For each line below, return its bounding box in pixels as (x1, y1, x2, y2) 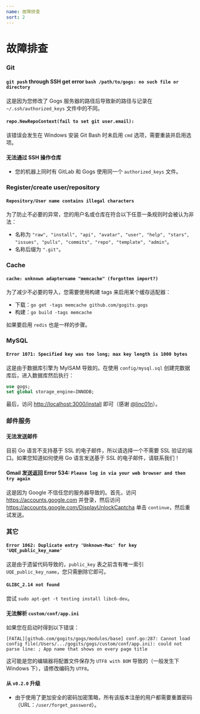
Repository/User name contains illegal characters (6, 198, 135, 204)
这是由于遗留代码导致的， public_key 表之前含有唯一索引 (6, 560, 144, 568)
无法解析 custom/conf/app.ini (6, 609, 79, 616)
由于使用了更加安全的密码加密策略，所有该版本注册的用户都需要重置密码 (14, 694, 192, 701)
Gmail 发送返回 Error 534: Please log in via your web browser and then (6, 469, 186, 477)
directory (6, 84, 31, 90)
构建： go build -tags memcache (14, 309, 92, 316)
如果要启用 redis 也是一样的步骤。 (6, 321, 90, 328)
